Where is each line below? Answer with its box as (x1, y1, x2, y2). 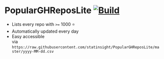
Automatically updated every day (11, 28, 79, 34)
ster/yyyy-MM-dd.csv (11, 49, 54, 54)
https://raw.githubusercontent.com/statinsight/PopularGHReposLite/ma (11, 44, 160, 50)
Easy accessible (11, 33, 45, 39)
